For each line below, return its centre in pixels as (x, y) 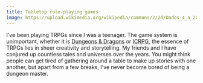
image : (14, 18)
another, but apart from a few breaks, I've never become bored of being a (98, 67)
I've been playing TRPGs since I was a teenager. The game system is (92, 35)
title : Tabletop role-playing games (52, 12)
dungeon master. (27, 73)
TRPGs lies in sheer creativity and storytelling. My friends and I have (91, 48)
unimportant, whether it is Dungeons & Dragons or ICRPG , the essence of (98, 41)
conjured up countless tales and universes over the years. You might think (98, 54)
